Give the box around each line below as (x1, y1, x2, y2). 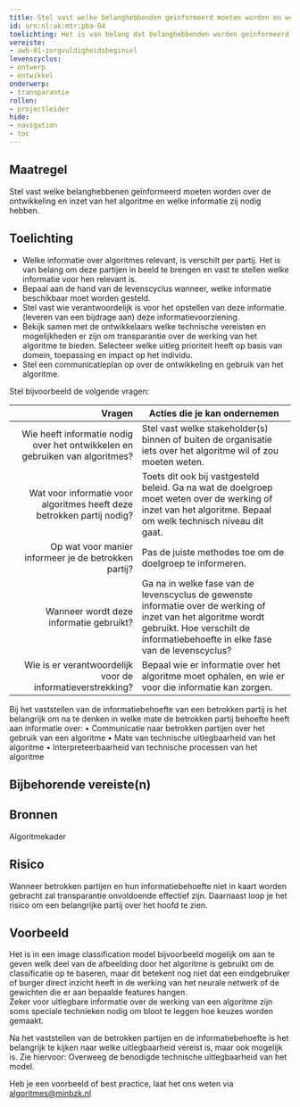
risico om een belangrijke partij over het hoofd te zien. (9, 899, 208, 911)
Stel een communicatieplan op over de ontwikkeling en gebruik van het (21, 359, 284, 370)
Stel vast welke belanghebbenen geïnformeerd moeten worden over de (9, 186, 271, 196)
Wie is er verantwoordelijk (23, 658, 134, 670)
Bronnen (9, 807, 58, 822)
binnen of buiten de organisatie (141, 433, 272, 445)
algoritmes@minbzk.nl (9, 1088, 92, 1099)
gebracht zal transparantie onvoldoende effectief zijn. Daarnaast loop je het (9, 890, 287, 901)
